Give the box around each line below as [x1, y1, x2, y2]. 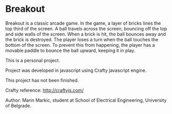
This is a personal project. [5, 57, 60, 63]
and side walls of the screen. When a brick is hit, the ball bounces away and [5, 31, 166, 37]
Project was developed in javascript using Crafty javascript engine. [5, 67, 147, 73]
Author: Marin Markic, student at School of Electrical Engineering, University [5, 97, 167, 103]
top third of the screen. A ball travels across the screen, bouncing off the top [5, 25, 167, 31]
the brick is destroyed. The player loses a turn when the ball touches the [5, 36, 159, 43]
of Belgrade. [5, 102, 32, 108]
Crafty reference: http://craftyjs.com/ [5, 87, 84, 93]
